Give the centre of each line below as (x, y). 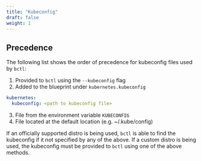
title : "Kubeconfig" (32, 12)
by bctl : (16, 69)
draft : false (23, 18)
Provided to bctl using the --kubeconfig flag (70, 80)
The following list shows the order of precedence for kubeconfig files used (99, 62)
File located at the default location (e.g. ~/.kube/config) (84, 121)
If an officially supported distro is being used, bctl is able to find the (91, 133)
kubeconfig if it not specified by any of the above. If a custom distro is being (101, 139)
